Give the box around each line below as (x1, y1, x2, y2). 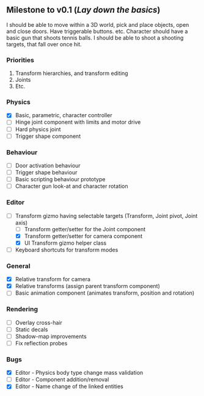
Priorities (6, 56, 35, 64)
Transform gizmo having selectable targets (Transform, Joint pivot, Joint (15, 212, 198, 219)
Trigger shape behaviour (15, 169, 78, 176)
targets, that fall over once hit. (6, 40, 82, 48)
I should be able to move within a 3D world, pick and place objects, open (6, 21, 189, 28)
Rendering (6, 305, 38, 314)
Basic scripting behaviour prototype (15, 176, 106, 183)
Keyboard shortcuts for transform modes (15, 246, 118, 253)
